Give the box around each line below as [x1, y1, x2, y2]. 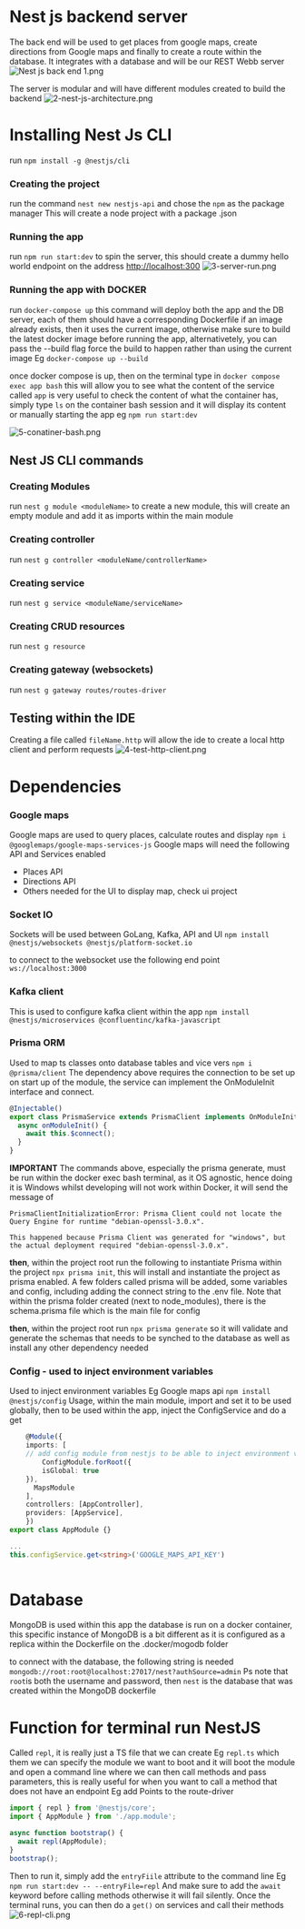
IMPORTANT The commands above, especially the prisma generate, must [9, 1163, 286, 1174]
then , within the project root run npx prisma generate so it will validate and [9, 1323, 289, 1334]
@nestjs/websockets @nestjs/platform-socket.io [9, 939, 193, 948]
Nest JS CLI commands [9, 453, 144, 469]
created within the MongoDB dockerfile [9, 1685, 157, 1696]
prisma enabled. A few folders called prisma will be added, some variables [9, 1277, 288, 1288]
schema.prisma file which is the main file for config [9, 1306, 201, 1317]
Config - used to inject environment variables [9, 1365, 214, 1378]
